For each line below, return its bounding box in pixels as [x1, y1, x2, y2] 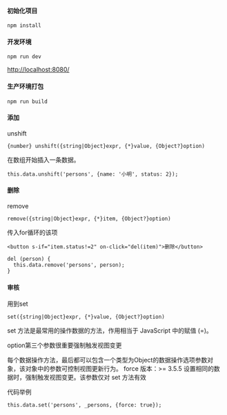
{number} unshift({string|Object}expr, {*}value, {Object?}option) [7, 142, 206, 149]
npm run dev [7, 53, 41, 60]
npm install [7, 22, 41, 29]
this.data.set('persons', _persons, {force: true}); [7, 402, 162, 409]
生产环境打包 [7, 82, 43, 90]
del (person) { [7, 256, 51, 263]
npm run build [7, 98, 48, 105]
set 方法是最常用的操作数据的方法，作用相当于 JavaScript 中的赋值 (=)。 [7, 326, 213, 335]
